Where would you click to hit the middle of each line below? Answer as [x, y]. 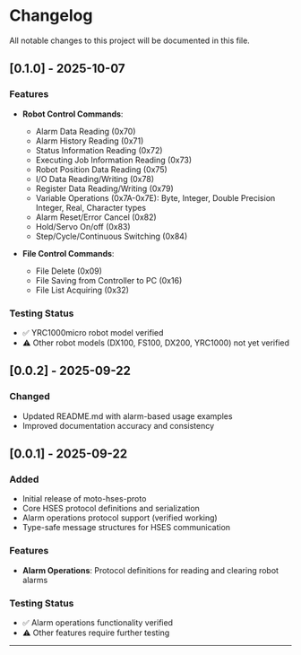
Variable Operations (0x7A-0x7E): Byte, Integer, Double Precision [155, 197]
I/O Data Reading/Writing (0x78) [95, 179]
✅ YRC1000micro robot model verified [93, 332]
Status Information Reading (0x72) [99, 150]
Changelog [51, 16]
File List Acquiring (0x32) [82, 290]
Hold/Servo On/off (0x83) [83, 226]
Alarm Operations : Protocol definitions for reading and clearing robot [150, 570]
